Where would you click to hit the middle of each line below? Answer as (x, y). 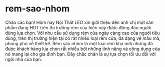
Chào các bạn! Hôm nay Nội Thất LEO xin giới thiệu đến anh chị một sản (79, 22)
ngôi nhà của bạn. (24, 59)
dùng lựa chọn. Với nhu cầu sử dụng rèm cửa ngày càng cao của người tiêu (82, 33)
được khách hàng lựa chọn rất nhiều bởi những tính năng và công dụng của (82, 49)
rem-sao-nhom (37, 9)
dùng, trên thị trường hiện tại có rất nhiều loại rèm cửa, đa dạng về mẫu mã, (83, 38)
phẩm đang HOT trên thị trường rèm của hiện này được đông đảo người (78, 27)
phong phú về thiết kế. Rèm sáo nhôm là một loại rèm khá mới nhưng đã (79, 43)
